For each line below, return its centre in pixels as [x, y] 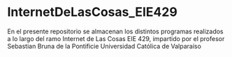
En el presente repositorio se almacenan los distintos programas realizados [115, 31]
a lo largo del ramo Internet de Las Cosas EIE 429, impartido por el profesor [116, 38]
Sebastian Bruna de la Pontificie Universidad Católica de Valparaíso [104, 46]
